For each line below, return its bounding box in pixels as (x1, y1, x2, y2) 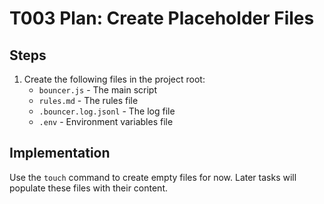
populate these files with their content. (9, 182, 168, 194)
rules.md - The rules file (38, 95, 139, 106)
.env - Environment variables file (38, 116, 174, 127)
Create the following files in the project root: (23, 73, 206, 85)
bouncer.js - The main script (38, 84, 157, 96)
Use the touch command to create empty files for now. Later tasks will (9, 171, 297, 183)
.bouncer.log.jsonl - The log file (38, 105, 176, 117)
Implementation (9, 145, 111, 162)
